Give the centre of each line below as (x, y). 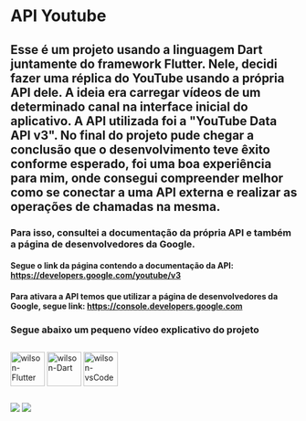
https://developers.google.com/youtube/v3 (96, 276)
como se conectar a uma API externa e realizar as (154, 192)
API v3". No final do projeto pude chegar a (132, 135)
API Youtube (58, 16)
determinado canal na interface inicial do (129, 106)
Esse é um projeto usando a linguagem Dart (137, 50)
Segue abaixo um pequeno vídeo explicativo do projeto (135, 330)
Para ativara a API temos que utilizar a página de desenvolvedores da (144, 296)
